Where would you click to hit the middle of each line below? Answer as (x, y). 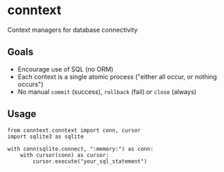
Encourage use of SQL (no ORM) (65, 69)
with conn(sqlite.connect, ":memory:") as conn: (80, 149)
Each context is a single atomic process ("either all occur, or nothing (117, 76)
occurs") (30, 84)
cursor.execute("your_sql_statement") (90, 161)
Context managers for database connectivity (73, 30)
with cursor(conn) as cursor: (65, 155)
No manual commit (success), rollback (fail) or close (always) (107, 91)
